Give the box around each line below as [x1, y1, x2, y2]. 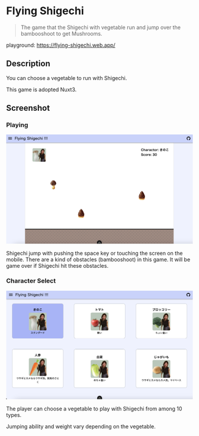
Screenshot [6, 103, 50, 113]
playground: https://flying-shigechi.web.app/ [6, 41, 115, 49]
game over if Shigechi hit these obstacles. [6, 262, 108, 269]
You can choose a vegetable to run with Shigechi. [6, 74, 127, 81]
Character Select [6, 277, 56, 285]
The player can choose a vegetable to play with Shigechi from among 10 [6, 405, 182, 412]
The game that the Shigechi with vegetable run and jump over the [20, 24, 181, 31]
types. [6, 411, 22, 418]
